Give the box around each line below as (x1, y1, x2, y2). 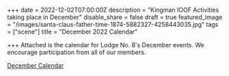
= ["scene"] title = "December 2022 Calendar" (7, 27, 138, 36)
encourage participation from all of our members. (7, 48, 146, 56)
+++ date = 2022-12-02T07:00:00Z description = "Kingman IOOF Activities (7, 6, 219, 14)
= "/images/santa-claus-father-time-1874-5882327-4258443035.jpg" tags (7, 21, 219, 28)
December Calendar (7, 62, 64, 69)
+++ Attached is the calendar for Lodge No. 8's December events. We (7, 41, 204, 49)
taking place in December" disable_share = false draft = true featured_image (7, 13, 223, 21)
